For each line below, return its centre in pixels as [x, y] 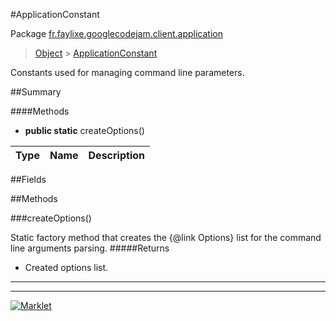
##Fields [28, 179]
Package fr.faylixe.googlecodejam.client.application [116, 33]
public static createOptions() [84, 130]
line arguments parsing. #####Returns [90, 248]
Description [116, 155]
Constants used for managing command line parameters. [127, 72]
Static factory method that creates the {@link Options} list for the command [166, 237]
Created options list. [66, 267]
